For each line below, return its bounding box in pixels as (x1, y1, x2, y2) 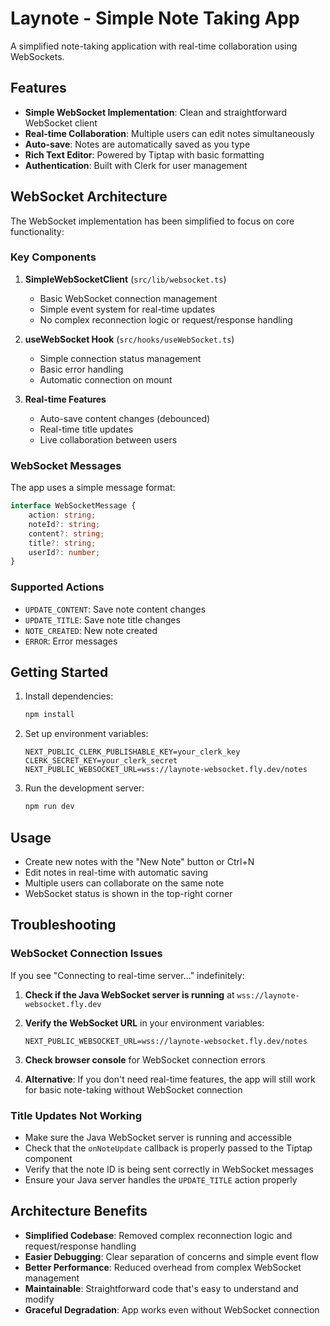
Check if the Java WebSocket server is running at (24, 988, 235, 1001)
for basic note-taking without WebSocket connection (24, 1083, 243, 1096)
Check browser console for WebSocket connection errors (24, 1053, 266, 1066)
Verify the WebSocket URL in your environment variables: (24, 1017, 265, 1029)
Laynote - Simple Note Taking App (10, 7, 300, 30)
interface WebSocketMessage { (10, 501, 137, 511)
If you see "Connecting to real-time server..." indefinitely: (10, 969, 245, 981)
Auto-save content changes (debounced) (39, 412, 211, 424)
